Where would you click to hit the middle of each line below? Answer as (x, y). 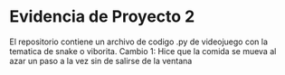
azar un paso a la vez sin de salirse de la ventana (101, 61)
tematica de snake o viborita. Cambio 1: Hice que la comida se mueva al (143, 51)
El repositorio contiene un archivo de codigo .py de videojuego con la (139, 42)
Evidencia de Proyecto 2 (102, 17)
